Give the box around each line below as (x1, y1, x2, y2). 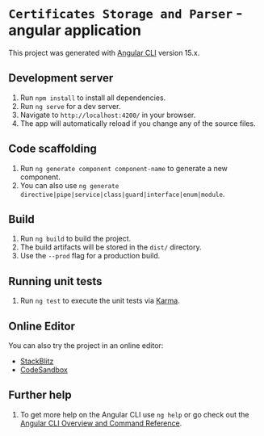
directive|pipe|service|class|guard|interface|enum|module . (19, 189, 225, 199)
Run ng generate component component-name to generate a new (19, 163, 228, 173)
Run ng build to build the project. (19, 234, 132, 244)
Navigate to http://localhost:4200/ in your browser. (19, 110, 196, 119)
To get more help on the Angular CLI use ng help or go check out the (19, 409, 249, 419)
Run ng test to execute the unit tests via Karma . (19, 296, 180, 306)
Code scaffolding (8, 142, 97, 156)
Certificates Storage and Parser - (8, 4, 243, 23)
